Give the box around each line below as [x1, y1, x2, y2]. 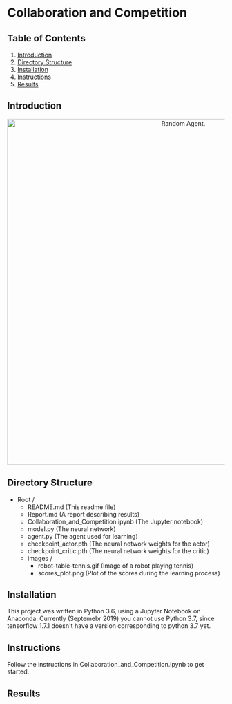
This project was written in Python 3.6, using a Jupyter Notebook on [7, 607, 201, 615]
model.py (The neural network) [27, 524, 116, 533]
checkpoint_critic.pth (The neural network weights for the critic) [27, 546, 209, 555]
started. [7, 667, 30, 676]
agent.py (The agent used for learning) [27, 532, 138, 540]
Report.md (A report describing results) [27, 510, 140, 518]
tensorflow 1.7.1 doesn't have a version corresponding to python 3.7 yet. [7, 622, 211, 630]
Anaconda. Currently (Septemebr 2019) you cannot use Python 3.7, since [7, 614, 215, 623]
